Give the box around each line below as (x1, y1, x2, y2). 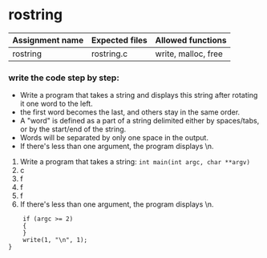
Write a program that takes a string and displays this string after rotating (19, 91, 258, 100)
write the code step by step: (8, 72, 120, 83)
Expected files (91, 34, 148, 46)
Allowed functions (155, 34, 227, 46)
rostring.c (91, 48, 128, 59)
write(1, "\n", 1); (22, 236, 88, 244)
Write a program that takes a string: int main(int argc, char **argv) (19, 157, 251, 167)
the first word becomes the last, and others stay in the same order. (19, 107, 241, 117)
